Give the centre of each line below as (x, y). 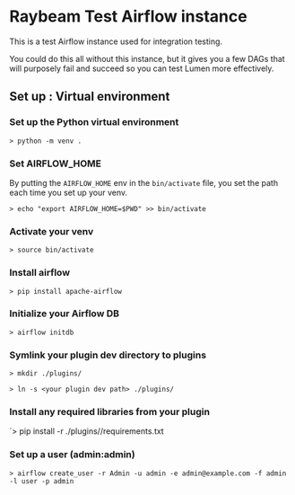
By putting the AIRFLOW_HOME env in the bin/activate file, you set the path (144, 182)
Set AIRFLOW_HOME (55, 164)
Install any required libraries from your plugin (110, 412)
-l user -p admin (42, 481)
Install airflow (39, 273)
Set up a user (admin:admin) (73, 455)
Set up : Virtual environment (90, 97)
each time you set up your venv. (69, 192)
